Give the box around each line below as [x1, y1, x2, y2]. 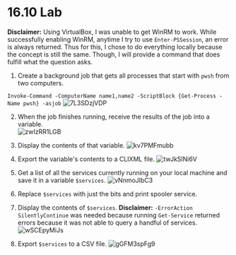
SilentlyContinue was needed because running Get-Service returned [17, 210, 220, 219]
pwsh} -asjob [23, 100, 61, 107]
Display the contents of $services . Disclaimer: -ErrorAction [17, 203, 193, 212]
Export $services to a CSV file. [17, 239, 107, 248]
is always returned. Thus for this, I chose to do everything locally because [7, 42, 223, 51]
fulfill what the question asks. [7, 57, 93, 66]
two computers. [17, 78, 64, 87]
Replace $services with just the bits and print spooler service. [17, 189, 198, 198]
